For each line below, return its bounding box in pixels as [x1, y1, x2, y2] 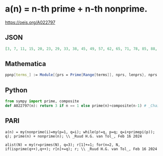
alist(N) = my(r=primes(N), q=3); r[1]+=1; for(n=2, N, [5, 142, 120, 147]
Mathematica [5, 60, 46, 68]
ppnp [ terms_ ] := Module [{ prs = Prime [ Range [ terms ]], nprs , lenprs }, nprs [5, 73, 158, 78]
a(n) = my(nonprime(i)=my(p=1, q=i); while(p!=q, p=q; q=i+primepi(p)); [5, 129, 155, 134]
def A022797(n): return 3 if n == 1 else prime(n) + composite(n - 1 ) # [5, 103, 147, 108]
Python [5, 86, 28, 94]
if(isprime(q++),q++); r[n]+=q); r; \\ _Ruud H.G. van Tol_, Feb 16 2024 [5, 146, 158, 151]
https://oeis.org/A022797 [5, 19, 56, 25]
